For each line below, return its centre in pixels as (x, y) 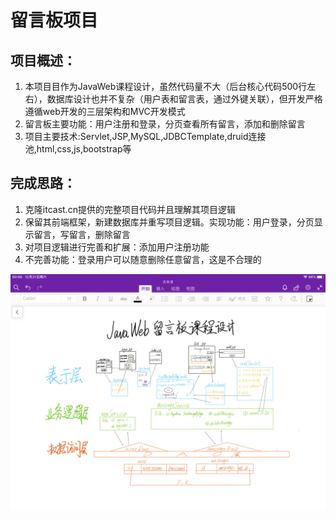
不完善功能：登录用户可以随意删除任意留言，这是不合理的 (143, 259)
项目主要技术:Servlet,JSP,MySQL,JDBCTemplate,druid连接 (145, 136)
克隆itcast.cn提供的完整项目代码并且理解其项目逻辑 (130, 209)
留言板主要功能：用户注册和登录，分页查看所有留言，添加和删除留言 (165, 124)
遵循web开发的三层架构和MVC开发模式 (105, 111)
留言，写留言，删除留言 (82, 234)
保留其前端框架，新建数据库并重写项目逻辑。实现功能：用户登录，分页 (169, 222)
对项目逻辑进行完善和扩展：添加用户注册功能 (117, 247)
